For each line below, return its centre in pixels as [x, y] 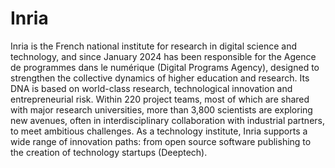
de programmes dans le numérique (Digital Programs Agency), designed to [165, 67]
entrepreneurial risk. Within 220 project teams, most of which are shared [160, 99]
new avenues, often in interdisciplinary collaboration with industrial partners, [167, 120]
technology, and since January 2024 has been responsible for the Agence [163, 56]
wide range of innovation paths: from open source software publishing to [161, 141]
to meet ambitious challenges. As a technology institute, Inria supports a [159, 131]
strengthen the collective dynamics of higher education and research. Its [160, 78]
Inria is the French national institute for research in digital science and [153, 46]
